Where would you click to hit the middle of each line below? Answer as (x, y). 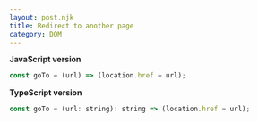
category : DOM (36, 34)
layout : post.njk (42, 17)
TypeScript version (46, 93)
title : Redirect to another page (72, 26)
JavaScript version (45, 60)
